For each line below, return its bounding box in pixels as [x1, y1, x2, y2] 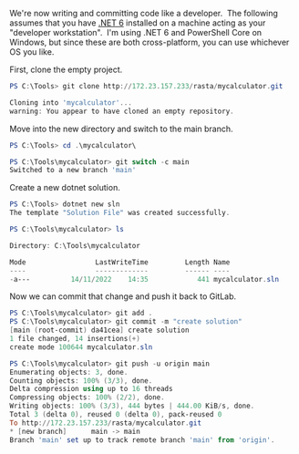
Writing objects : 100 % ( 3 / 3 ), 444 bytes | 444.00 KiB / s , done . [9, 401, 255, 411]
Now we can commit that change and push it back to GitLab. [9, 291, 237, 302]
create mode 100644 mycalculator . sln [9, 342, 153, 352]
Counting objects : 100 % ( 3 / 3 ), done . [9, 376, 153, 386]
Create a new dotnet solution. [9, 182, 120, 193]
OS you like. [9, 46, 55, 57]
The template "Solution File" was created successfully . [9, 209, 231, 218]
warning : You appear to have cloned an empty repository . [9, 107, 234, 116]
